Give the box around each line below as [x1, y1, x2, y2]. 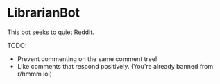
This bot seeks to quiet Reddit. [7, 28, 95, 36]
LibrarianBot [7, 5, 81, 21]
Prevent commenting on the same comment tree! [17, 54, 158, 63]
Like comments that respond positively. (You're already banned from [17, 62, 214, 70]
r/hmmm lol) [17, 69, 52, 78]
